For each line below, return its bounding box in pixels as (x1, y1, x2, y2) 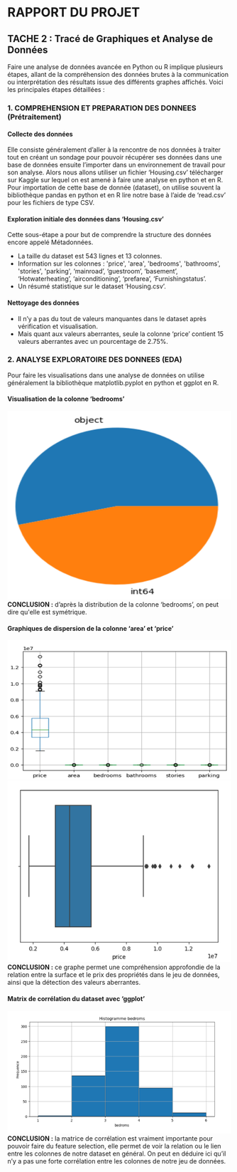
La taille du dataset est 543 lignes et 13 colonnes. (17, 252, 162, 261)
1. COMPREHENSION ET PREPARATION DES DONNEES (7, 103, 197, 113)
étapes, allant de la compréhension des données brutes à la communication (7, 70, 229, 78)
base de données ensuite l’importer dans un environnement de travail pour (7, 161, 226, 169)
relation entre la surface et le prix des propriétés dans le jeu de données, (7, 970, 220, 979)
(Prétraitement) (7, 112, 62, 122)
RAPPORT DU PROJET (7, 4, 140, 21)
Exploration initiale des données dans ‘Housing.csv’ (7, 214, 165, 223)
